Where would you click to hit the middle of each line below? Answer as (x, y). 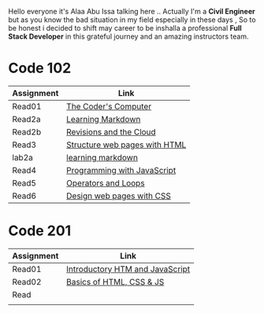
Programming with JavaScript (121, 170)
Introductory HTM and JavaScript (128, 269)
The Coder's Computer (109, 106)
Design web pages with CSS (119, 196)
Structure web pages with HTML (126, 145)
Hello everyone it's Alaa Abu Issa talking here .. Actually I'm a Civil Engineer (132, 11)
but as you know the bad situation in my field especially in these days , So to (132, 20)
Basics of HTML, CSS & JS (115, 282)
